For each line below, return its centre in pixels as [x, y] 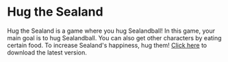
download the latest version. [47, 52]
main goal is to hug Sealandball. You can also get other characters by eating [114, 37]
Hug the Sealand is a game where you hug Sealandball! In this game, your [111, 31]
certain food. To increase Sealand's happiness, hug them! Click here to [107, 45]
